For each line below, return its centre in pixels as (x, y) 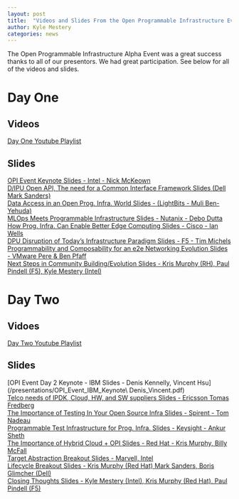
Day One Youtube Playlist (44, 141)
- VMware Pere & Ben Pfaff (47, 256)
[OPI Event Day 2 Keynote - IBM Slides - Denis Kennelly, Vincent (101, 382)
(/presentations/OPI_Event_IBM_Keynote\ (68, 390)
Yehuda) (20, 211)
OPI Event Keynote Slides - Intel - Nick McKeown (79, 181)
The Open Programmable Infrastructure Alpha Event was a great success (115, 54)
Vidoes (23, 326)
